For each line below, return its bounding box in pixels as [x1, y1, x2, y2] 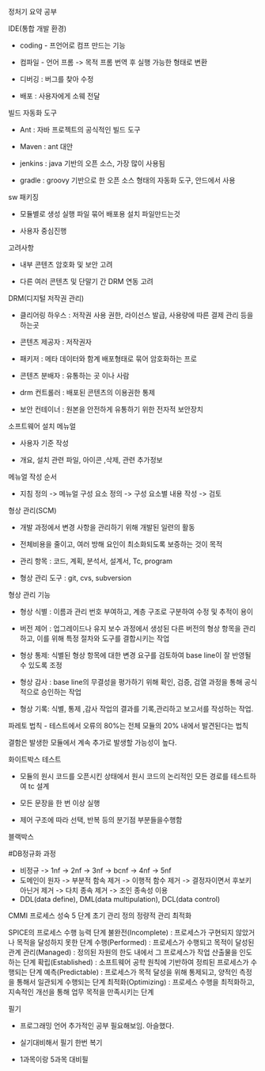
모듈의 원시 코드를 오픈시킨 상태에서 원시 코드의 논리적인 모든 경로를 [19, 772, 229, 781]
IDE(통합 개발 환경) [8, 24, 67, 33]
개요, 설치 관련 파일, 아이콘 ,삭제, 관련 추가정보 [19, 455, 164, 464]
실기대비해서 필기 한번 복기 [19, 1038, 103, 1047]
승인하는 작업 [40, 687, 81, 697]
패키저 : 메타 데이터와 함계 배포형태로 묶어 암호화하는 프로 [19, 354, 198, 363]
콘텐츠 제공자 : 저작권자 [19, 337, 93, 347]
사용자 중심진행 [19, 226, 67, 236]
